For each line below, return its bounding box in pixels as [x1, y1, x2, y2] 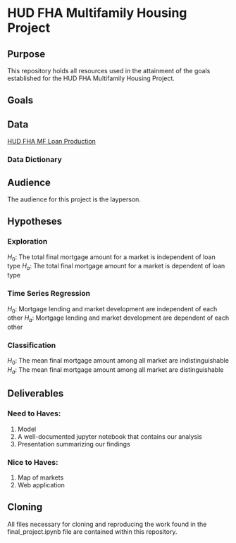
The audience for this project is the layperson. [7, 195, 141, 204]
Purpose [7, 48, 46, 60]
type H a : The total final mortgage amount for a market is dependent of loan [7, 262, 225, 272]
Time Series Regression [7, 289, 90, 299]
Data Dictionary [7, 155, 62, 165]
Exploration [7, 237, 48, 246]
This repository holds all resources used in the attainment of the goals [7, 67, 211, 75]
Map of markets [17, 473, 64, 482]
